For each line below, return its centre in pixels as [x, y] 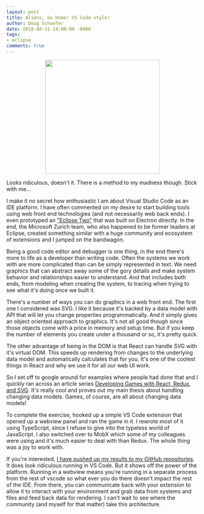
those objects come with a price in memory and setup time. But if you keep [100, 328]
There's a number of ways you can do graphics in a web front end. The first [101, 302]
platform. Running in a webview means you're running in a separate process [102, 471]
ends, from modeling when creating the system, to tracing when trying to [98, 283]
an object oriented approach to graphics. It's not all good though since [95, 321]
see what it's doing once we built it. [51, 290]
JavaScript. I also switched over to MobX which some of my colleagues [96, 434]
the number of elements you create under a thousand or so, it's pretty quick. [102, 334]
